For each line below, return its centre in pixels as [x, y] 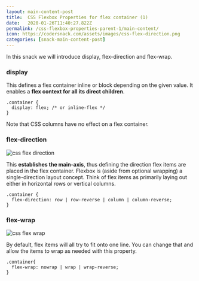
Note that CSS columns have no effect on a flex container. [78, 124]
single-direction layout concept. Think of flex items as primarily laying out [97, 177]
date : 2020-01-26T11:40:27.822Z [49, 23]
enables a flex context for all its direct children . [65, 92]
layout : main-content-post [40, 12]
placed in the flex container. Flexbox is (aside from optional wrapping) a [94, 171]
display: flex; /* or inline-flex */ [59, 108]
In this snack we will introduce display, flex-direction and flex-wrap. [89, 57]
